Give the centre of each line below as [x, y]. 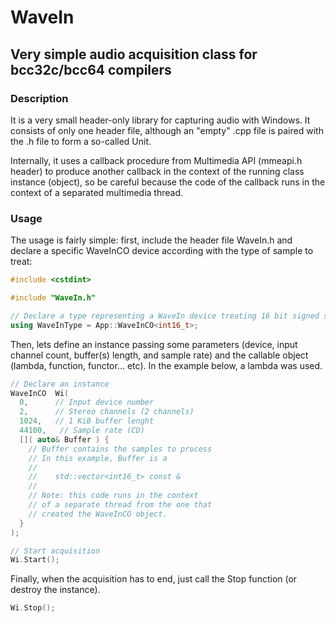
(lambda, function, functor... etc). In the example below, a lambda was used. [166, 365]
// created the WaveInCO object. [98, 514]
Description [39, 98]
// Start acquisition [55, 551]
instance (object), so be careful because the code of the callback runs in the [168, 182]
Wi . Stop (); [33, 608]
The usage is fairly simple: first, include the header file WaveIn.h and [151, 240]
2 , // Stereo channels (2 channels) [107, 412]
